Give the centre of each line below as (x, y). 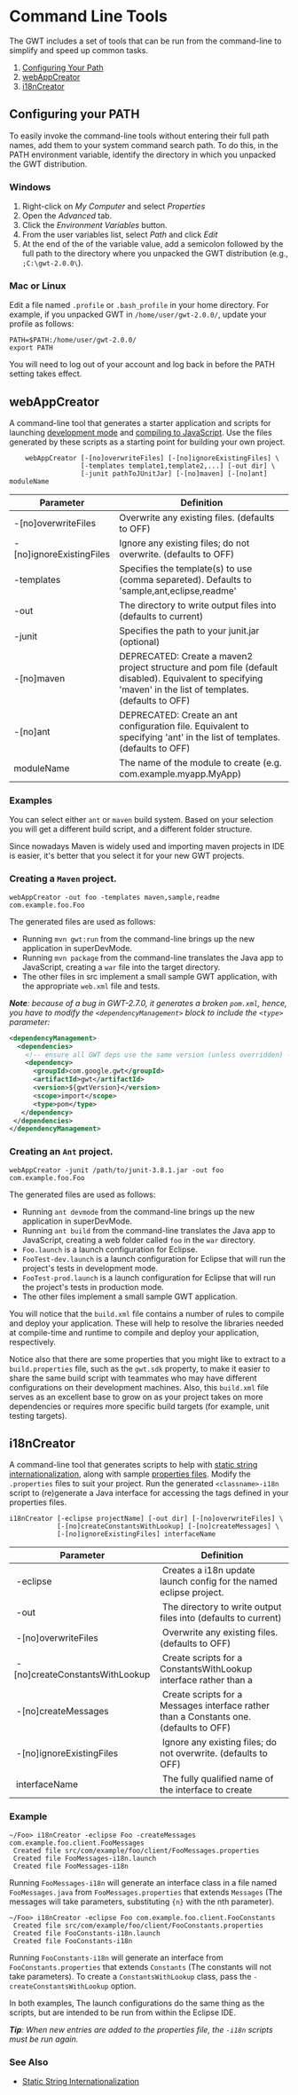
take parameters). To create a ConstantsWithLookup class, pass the (130, 1976)
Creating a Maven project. (63, 878)
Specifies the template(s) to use (186, 569)
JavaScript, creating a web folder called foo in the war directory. (138, 1240)
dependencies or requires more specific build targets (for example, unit (139, 1406)
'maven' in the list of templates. (184, 689)
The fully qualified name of (218, 1779)
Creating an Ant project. (61, 1152)
